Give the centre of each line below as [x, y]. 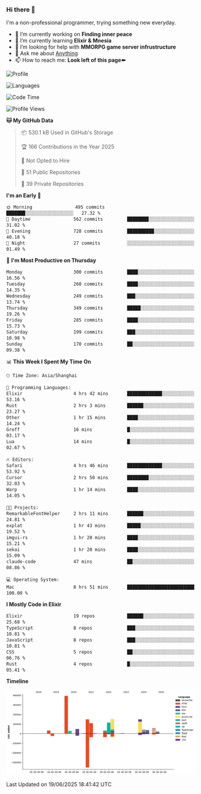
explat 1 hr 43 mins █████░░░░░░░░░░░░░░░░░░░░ [100, 526]
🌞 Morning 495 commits [55, 207]
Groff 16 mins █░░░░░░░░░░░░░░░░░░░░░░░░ [100, 430]
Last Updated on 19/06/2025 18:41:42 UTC [59, 784]
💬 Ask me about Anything [46, 53]
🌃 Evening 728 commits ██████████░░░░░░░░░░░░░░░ [100, 231]
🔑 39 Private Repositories [52, 184]
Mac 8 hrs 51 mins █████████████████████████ [100, 588]
